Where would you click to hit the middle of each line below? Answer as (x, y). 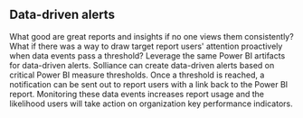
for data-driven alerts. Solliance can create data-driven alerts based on (142, 65)
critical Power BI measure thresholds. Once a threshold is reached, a (137, 75)
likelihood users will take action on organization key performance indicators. (151, 104)
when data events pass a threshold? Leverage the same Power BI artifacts (147, 55)
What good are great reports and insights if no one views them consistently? (151, 36)
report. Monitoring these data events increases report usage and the (137, 94)
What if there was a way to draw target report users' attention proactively (146, 46)
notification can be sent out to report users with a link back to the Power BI (149, 84)
